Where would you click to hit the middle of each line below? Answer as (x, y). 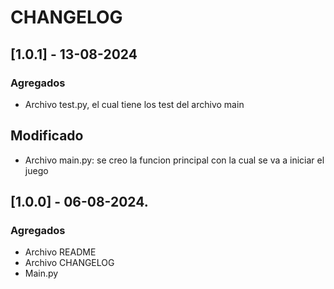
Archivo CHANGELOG (69, 263)
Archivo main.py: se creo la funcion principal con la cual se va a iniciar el (174, 160)
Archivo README (60, 252)
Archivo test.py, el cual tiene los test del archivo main (134, 104)
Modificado (47, 136)
